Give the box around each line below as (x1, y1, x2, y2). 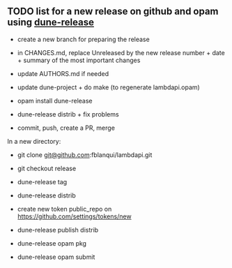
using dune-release (7, 17, 94, 29)
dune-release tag (17, 177, 68, 186)
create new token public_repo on (17, 204, 112, 213)
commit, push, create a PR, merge (17, 124, 115, 132)
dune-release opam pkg (17, 239, 87, 247)
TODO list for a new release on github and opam (7, 6, 219, 17)
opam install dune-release (17, 96, 93, 105)
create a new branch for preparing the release (17, 35, 150, 43)
